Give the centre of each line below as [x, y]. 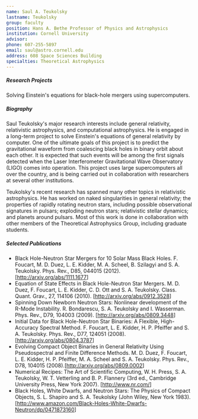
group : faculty [25, 23]
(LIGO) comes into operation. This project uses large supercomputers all [94, 168]
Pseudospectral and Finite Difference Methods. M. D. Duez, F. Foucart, [101, 353]
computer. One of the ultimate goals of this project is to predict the [87, 142]
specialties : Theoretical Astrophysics [55, 61]
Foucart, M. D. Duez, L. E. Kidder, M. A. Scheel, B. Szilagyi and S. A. [97, 265]
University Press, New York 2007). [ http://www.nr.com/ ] [83, 385]
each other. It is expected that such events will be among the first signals [95, 155]
